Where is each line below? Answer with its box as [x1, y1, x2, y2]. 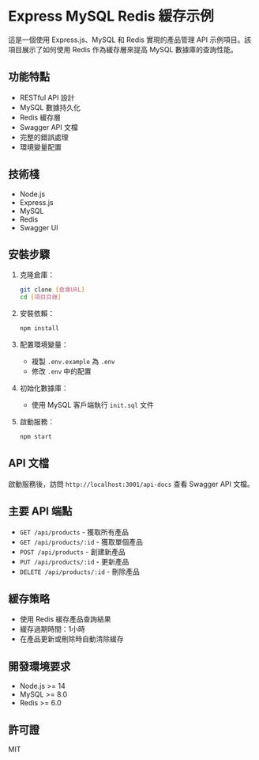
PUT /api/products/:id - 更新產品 [19, 557, 129, 566]
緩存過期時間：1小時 [19, 625, 85, 634]
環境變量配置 [19, 142, 62, 151]
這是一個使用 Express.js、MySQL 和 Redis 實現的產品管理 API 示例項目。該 [8, 35, 251, 44]
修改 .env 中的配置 [31, 367, 92, 376]
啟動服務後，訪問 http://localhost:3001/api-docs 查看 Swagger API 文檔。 [8, 479, 254, 488]
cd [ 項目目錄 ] [19, 294, 62, 302]
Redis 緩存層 [19, 112, 62, 122]
